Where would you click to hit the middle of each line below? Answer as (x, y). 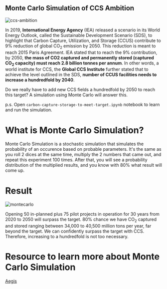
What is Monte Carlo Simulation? (75, 130)
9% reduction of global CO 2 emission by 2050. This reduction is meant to (81, 46)
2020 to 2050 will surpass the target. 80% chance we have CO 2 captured (81, 220)
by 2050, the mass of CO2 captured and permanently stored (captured (80, 57)
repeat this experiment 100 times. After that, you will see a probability (77, 160)
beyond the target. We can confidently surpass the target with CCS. (75, 231)
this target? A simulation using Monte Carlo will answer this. (67, 95)
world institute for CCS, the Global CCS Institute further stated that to (77, 69)
